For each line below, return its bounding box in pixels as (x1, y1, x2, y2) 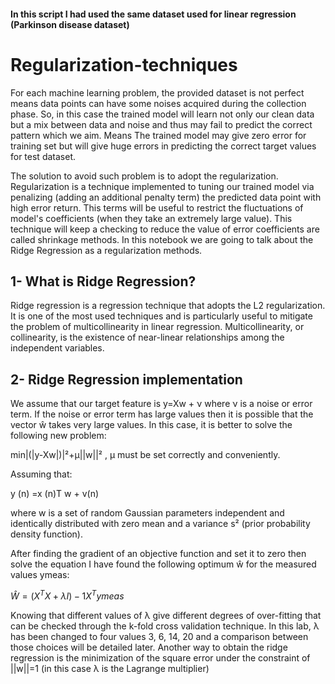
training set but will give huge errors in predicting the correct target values (10, 140, 317, 152)
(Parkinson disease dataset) (10, 18, 130, 30)
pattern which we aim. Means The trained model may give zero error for (10, 129, 307, 141)
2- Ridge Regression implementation (10, 371, 243, 388)
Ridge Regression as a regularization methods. (10, 244, 203, 256)
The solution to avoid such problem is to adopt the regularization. (10, 170, 279, 182)
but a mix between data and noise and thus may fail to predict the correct (10, 118, 313, 130)
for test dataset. (10, 150, 76, 162)
